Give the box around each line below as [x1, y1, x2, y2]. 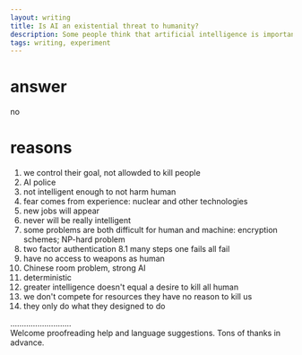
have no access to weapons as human [22, 253, 165, 264]
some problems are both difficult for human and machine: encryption [22, 225, 279, 236]
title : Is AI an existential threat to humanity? [10, 22, 200, 30]
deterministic [22, 273, 73, 283]
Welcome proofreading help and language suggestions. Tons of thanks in [10, 328, 281, 339]
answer [10, 77, 67, 97]
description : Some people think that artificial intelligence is [10, 30, 259, 39]
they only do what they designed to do [22, 301, 166, 312]
